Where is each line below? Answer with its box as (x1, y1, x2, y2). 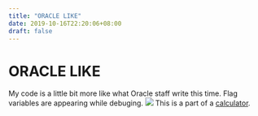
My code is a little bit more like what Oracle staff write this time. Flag (8, 88, 238, 98)
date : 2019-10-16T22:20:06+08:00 (8, 19, 122, 28)
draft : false (8, 27, 53, 35)
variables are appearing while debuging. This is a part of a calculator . (8, 98, 251, 108)
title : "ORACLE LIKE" (8, 11, 82, 20)
